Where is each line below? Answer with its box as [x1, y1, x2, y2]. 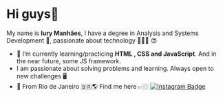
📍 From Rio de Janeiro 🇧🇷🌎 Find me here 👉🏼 [16, 82, 149, 90]
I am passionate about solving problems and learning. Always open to [16, 64, 214, 72]
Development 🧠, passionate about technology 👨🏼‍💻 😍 [6, 36, 158, 44]
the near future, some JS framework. [16, 56, 122, 65]
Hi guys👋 [6, 6, 59, 22]
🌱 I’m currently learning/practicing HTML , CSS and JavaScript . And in [16, 50, 217, 58]
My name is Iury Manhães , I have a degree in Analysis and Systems [6, 29, 199, 37]
